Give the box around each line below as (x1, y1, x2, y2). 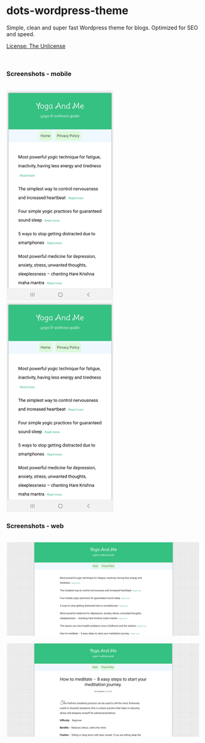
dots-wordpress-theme (6, 4, 129, 18)
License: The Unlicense (6, 42, 66, 50)
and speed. (6, 30, 35, 37)
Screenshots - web (6, 521, 64, 530)
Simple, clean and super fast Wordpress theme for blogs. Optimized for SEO (6, 24, 198, 31)
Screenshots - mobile (6, 69, 72, 78)
